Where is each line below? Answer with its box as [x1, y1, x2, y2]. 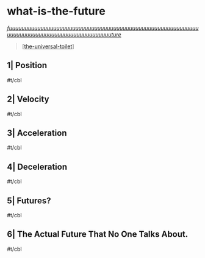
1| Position [7, 60, 48, 71]
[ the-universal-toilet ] [21, 43, 74, 50]
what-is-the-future [7, 4, 106, 18]
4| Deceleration [7, 161, 68, 172]
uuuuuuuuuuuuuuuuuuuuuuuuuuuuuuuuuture [7, 30, 121, 38]
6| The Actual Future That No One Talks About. [7, 229, 189, 240]
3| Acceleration [7, 128, 67, 138]
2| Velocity [7, 94, 49, 105]
